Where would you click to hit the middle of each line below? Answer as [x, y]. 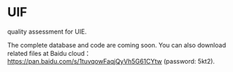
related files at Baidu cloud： [49, 53]
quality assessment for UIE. [47, 31]
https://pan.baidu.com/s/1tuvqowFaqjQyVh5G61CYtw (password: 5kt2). [111, 61]
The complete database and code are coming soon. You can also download [117, 45]
